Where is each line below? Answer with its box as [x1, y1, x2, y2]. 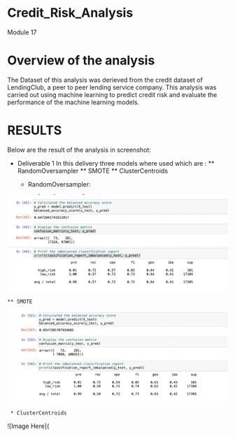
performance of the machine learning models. [7, 98, 140, 106]
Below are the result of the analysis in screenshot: [7, 145, 152, 154]
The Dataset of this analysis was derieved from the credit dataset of [7, 76, 203, 84]
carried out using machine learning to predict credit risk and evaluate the [7, 90, 218, 99]
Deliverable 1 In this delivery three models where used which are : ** [17, 159, 215, 167]
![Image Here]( [7, 422, 50, 431]
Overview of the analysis [7, 52, 155, 69]
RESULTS [7, 122, 62, 138]
